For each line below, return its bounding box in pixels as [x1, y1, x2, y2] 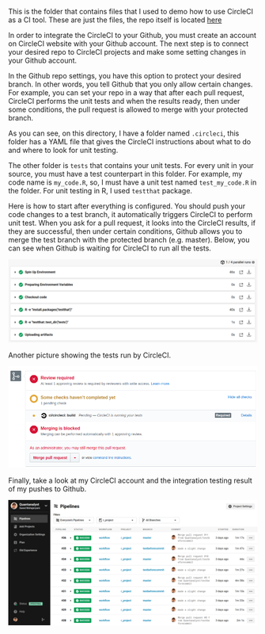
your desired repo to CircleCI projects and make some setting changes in [8, 48, 247, 56]
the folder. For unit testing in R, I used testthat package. [8, 186, 192, 195]
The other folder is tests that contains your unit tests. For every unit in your [8, 161, 254, 170]
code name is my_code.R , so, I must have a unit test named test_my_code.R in [8, 178, 257, 187]
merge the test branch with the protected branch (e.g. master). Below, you [8, 235, 251, 244]
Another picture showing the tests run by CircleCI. [8, 350, 172, 360]
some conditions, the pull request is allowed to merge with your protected [8, 105, 248, 114]
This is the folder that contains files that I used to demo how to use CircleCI [8, 7, 253, 16]
